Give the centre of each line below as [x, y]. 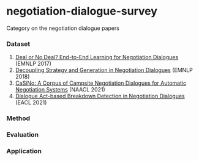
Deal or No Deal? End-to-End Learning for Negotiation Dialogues [97, 57]
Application [24, 151]
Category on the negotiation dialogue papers [63, 28]
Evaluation [22, 135]
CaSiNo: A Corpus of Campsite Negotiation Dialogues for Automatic [101, 83]
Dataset [18, 44]
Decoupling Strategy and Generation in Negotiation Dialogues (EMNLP [104, 70]
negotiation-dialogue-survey [82, 11]
